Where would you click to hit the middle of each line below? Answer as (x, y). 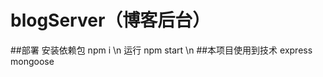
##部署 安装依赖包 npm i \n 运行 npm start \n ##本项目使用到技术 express (161, 50)
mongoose (32, 61)
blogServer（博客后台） (110, 20)
